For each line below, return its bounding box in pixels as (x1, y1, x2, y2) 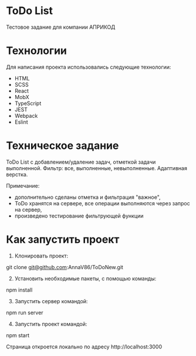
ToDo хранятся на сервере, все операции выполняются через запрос (14, 199, 191, 206)
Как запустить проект (6, 233, 120, 246)
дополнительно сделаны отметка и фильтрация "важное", (14, 194, 161, 201)
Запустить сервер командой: (14, 297, 88, 304)
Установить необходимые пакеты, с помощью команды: (14, 274, 157, 282)
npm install (6, 286, 33, 293)
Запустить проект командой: (14, 320, 87, 327)
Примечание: (6, 182, 40, 189)
